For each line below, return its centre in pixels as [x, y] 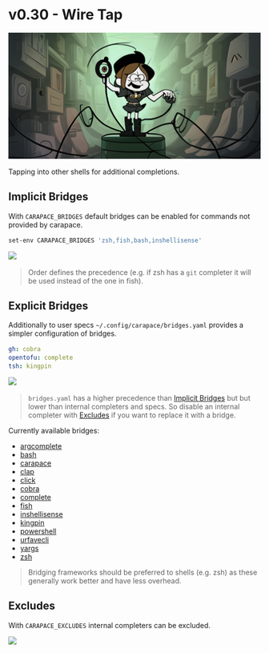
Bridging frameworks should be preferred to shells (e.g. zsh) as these [143, 572]
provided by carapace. [46, 224]
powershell [38, 531]
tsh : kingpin [30, 366]
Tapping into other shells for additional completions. [94, 171]
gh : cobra [25, 349]
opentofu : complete [41, 358]
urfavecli [34, 540]
